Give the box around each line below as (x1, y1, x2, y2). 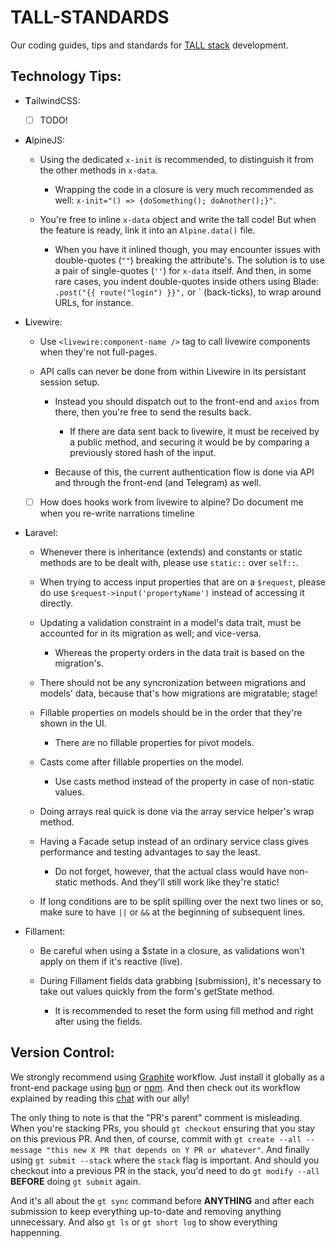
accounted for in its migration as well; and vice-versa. (39, 627, 262, 639)
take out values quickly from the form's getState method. (39, 985, 275, 997)
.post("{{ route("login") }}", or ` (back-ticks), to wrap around (54, 286, 322, 298)
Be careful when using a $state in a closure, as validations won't (39, 944, 305, 956)
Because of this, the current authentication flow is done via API (54, 466, 315, 478)
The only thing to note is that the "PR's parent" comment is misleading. (10, 1111, 303, 1123)
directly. (39, 597, 74, 609)
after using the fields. (54, 1015, 143, 1027)
